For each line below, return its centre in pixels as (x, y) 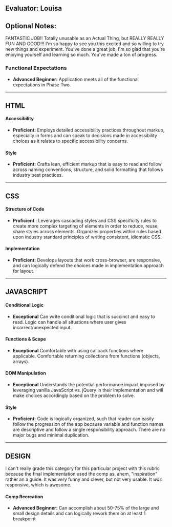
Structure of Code (25, 209)
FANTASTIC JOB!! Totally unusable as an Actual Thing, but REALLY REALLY (85, 39)
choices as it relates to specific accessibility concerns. (70, 141)
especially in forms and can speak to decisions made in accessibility (85, 136)
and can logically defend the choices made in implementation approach (88, 266)
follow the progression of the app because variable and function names (88, 424)
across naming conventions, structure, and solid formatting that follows (88, 170)
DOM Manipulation (26, 373)
